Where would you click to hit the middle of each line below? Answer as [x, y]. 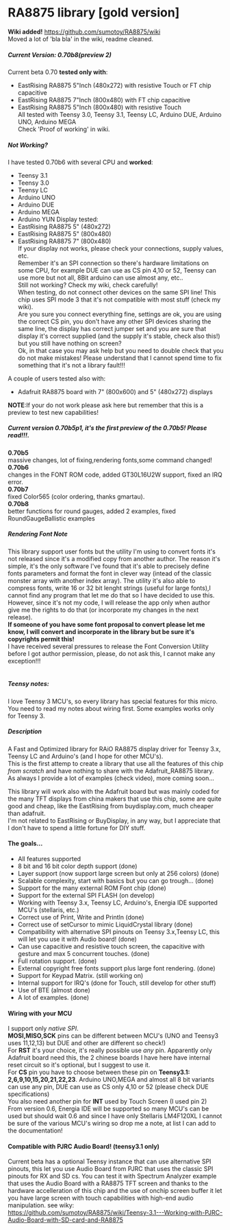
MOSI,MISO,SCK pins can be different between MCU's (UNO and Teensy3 [113, 1036]
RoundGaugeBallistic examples [51, 518]
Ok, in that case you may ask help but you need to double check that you [120, 350]
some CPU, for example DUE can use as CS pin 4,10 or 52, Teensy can [117, 270]
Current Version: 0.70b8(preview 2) [60, 55]
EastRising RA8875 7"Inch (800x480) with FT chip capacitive [104, 100]
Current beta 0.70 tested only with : [58, 72]
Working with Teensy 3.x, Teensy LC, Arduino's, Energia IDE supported [118, 902]
